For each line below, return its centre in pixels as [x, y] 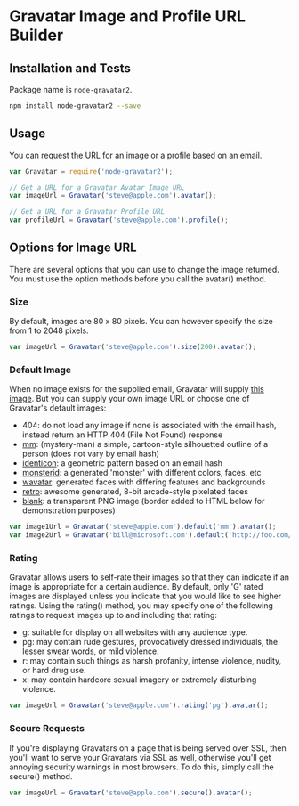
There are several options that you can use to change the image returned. [145, 269]
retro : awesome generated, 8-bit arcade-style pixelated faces [135, 492]
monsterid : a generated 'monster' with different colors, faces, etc [141, 473]
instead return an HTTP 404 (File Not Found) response [122, 435]
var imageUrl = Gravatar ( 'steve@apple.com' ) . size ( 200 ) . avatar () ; [133, 347]
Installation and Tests [70, 68]
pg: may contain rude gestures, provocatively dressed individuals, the [150, 642]
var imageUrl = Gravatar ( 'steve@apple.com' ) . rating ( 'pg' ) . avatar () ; [139, 705]
